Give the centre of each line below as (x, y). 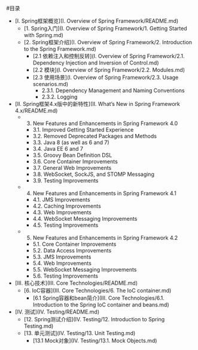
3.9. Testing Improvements (66, 180)
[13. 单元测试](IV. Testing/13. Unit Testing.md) (80, 333)
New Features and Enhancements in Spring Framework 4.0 (105, 123)
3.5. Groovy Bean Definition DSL (72, 155)
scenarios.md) (51, 84)
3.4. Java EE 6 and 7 (58, 149)
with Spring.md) (44, 35)
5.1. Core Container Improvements (74, 244)
